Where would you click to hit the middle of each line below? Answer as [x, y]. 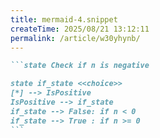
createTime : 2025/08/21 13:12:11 [80, 29]
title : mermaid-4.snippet [64, 19]
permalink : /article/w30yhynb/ [75, 38]
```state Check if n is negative [80, 66]
